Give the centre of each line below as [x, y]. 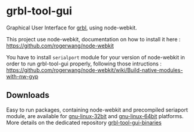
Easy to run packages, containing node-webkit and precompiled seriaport [97, 110]
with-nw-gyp [22, 76]
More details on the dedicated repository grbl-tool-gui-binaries [84, 122]
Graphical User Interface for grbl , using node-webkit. [72, 28]
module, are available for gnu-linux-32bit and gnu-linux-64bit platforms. [95, 116]
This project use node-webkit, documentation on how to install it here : [93, 39]
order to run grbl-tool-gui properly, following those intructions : [84, 64]
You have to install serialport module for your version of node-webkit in [96, 57]
